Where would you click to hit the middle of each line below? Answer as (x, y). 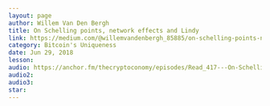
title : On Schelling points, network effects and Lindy (104, 30)
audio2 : (21, 75)
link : (17, 38)
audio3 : (21, 82)
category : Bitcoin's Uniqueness (62, 45)
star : (17, 90)
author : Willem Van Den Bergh (59, 23)
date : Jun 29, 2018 (41, 53)
